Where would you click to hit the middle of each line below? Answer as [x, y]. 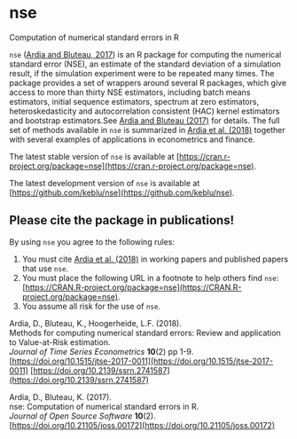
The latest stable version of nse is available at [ [94, 156]
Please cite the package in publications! [122, 220]
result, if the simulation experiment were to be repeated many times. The [142, 73]
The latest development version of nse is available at [105, 183]
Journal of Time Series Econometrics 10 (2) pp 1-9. [102, 351]
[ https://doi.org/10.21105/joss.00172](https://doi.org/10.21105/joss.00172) [142, 425]
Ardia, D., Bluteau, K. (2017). [61, 396]
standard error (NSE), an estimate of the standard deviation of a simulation [145, 64]
